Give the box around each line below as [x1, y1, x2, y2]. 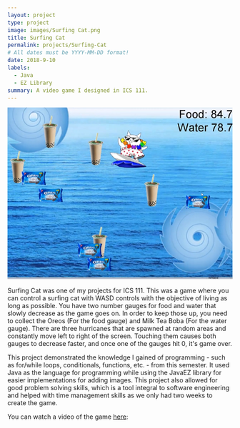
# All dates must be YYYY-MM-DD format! [7, 49, 130, 56]
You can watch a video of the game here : [7, 412, 129, 421]
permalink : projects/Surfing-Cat [7, 41, 107, 49]
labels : [7, 64, 31, 71]
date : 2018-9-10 [7, 57, 56, 64]
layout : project [7, 11, 56, 19]
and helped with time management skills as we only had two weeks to [7, 391, 213, 399]
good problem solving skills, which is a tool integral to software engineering [7, 383, 230, 392]
